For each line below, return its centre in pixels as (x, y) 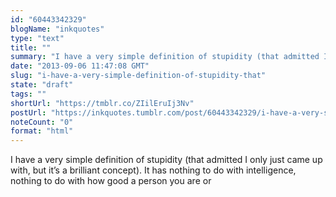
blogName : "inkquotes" (57, 29)
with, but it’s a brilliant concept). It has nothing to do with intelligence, (153, 170)
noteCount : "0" (42, 122)
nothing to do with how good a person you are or (111, 181)
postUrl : (28, 112)
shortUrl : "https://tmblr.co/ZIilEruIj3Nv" (102, 103)
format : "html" (42, 131)
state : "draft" (42, 85)
